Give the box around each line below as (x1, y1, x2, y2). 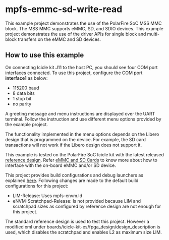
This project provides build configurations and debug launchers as (5, 172, 144, 178)
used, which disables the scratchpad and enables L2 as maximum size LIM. (5, 229, 162, 235)
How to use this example (5, 51, 84, 59)
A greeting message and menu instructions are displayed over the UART (5, 110, 155, 116)
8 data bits (12, 90, 35, 96)
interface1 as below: (5, 75, 48, 81)
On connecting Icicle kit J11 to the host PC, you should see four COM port (5, 64, 158, 70)
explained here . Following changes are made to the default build (5, 177, 139, 184)
